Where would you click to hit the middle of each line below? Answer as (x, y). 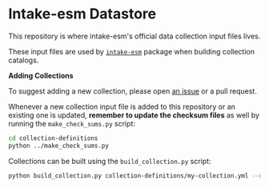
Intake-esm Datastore (82, 14)
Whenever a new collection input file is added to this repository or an (122, 106)
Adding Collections (41, 75)
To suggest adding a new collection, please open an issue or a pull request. (133, 91)
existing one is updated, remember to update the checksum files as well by (134, 115)
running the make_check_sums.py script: (72, 123)
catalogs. (24, 60)
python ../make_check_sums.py (59, 146)
